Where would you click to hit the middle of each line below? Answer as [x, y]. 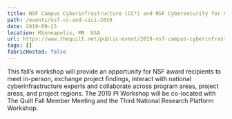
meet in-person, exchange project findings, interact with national [99, 78]
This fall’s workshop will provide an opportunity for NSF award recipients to [114, 71]
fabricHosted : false [37, 52]
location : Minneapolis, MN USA [54, 33]
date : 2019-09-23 [32, 26]
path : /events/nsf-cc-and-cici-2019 [60, 20]
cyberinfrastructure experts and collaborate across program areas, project [113, 86]
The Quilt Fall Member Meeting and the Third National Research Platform [110, 100]
